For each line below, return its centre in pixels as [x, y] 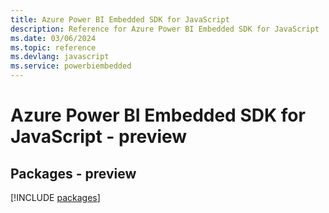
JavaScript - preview [99, 137]
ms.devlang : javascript [60, 57]
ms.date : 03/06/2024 [53, 38]
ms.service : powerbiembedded [71, 66]
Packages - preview [73, 173]
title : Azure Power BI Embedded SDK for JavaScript [120, 19]
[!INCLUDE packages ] [55, 197]
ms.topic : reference [53, 47]
